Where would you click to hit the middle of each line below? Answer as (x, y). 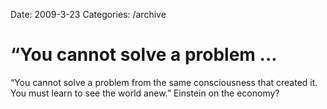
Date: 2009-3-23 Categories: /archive (88, 14)
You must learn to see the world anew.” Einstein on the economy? (145, 93)
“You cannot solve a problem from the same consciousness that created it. (164, 82)
